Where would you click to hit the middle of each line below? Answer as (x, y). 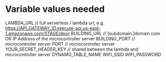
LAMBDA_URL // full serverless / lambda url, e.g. (55, 23)
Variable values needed (55, 9)
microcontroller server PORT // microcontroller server (60, 44)
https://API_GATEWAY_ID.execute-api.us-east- (53, 28)
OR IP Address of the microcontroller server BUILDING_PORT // (70, 39)
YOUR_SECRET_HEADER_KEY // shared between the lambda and (72, 49)
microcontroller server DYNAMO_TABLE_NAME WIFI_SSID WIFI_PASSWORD (83, 54)
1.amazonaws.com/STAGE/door (37, 33)
